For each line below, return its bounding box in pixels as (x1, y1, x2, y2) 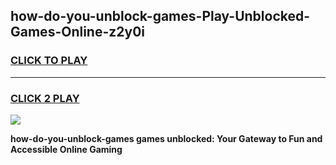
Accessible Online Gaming (10, 143, 123, 155)
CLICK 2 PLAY (10, 91, 80, 105)
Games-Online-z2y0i (10, 24, 146, 41)
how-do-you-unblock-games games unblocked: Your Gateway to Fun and (10, 132, 323, 144)
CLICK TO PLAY (10, 54, 88, 68)
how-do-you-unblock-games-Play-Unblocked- (10, 8, 311, 25)
